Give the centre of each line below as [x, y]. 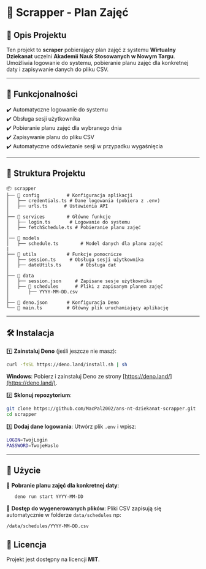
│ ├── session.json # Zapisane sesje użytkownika [79, 281]
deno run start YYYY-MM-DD [49, 496]
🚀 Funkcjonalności [42, 94]
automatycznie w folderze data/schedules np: [64, 514]
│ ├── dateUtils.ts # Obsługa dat [61, 265]
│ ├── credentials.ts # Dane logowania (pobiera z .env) [83, 201]
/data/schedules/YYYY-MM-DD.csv [48, 526]
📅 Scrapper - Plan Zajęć [67, 13]
